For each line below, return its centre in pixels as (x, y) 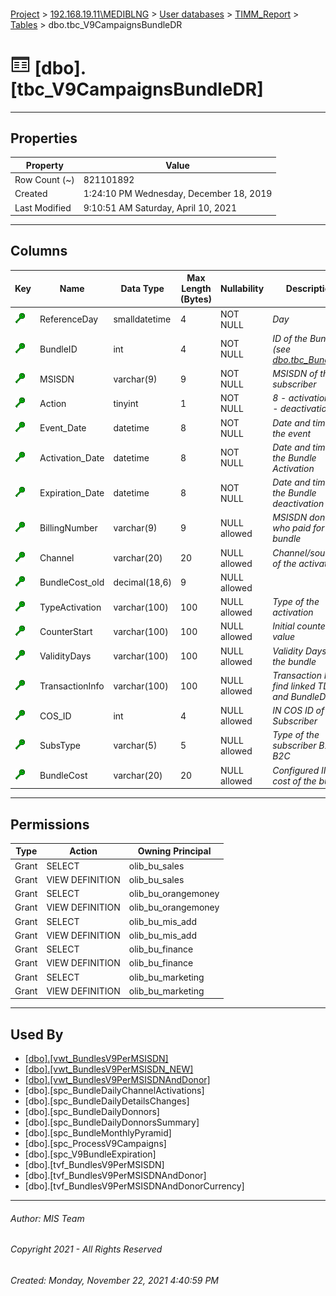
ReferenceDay (69, 319)
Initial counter (301, 626)
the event (292, 433)
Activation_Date (72, 457)
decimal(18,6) (142, 582)
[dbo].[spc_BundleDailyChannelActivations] (114, 1091)
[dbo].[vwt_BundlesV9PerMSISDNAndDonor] (117, 1080)
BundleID (58, 349)
